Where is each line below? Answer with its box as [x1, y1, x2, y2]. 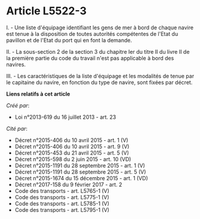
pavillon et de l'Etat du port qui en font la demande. [6, 36, 133, 44]
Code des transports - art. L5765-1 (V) [14, 187, 109, 195]
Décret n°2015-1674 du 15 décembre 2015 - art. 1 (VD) [14, 174, 148, 181]
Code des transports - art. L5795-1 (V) [14, 206, 109, 213]
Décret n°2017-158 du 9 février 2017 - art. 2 [14, 181, 122, 188]
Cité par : [6, 125, 28, 132]
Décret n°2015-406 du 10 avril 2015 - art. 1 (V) [14, 136, 128, 144]
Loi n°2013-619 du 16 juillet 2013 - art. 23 [14, 113, 116, 121]
